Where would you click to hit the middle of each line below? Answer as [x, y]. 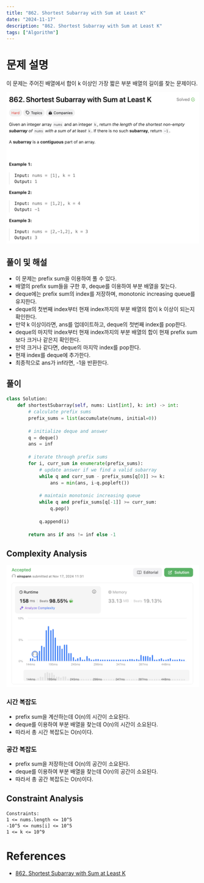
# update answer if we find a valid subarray [98, 470]
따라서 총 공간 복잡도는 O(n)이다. [54, 779]
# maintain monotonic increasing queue [89, 496]
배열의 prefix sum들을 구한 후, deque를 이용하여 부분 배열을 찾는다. [96, 286]
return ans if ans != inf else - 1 [72, 535]
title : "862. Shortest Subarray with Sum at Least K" [76, 13]
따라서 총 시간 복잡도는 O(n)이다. [54, 732]
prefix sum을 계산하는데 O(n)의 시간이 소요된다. [72, 716]
